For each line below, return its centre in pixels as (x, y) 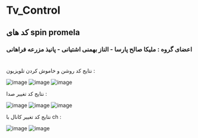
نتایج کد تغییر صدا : (27, 93)
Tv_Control (33, 10)
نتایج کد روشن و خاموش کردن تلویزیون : (51, 70)
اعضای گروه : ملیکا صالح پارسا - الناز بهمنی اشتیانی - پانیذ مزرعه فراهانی (99, 49)
